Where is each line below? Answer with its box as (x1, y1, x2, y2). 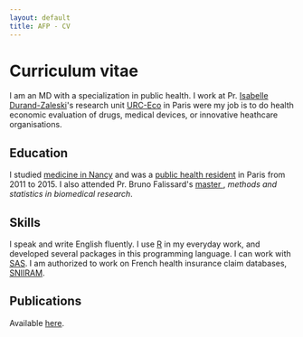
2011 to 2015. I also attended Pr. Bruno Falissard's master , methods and (9, 179, 278, 190)
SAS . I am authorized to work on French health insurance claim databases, (9, 258, 288, 269)
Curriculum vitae (9, 61, 138, 81)
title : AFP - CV (9, 22, 71, 31)
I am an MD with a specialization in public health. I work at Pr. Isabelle (9, 90, 269, 101)
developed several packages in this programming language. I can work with (9, 248, 291, 259)
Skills (9, 214, 41, 230)
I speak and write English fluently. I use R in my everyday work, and (9, 239, 260, 249)
